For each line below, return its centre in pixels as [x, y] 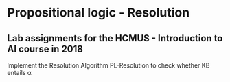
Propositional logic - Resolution [99, 13]
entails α [20, 73]
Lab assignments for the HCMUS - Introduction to [115, 38]
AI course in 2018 [45, 49]
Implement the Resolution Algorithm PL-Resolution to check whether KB [108, 65]
